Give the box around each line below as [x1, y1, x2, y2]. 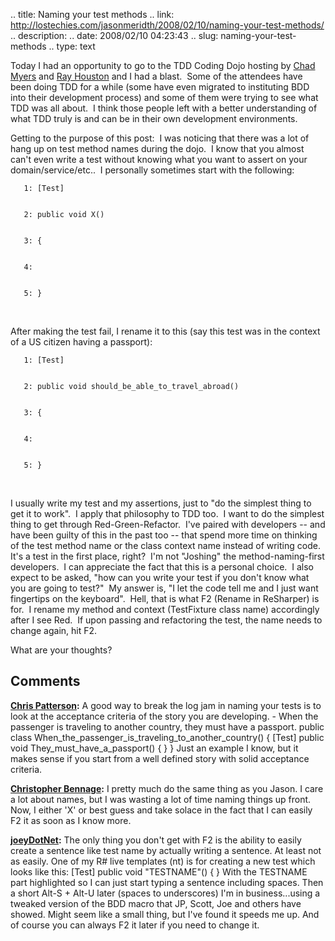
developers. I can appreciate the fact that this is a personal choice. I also [10, 561, 314, 573]
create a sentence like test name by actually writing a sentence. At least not [10, 844, 322, 856]
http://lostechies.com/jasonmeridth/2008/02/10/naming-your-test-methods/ [10, 19, 325, 31]
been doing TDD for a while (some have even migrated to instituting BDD [10, 81, 310, 93]
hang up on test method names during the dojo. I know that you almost [10, 143, 305, 154]
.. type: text [48, 40, 96, 52]
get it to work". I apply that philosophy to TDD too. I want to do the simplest [10, 508, 325, 519]
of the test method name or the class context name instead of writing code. [10, 540, 321, 551]
